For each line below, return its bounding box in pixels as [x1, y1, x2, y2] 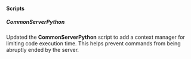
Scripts [6, 5, 25, 12]
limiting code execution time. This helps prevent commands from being [6, 39, 181, 47]
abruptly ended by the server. [6, 46, 79, 53]
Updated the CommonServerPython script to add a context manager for [6, 33, 185, 41]
